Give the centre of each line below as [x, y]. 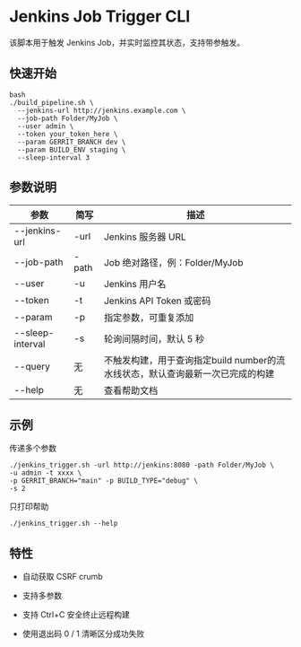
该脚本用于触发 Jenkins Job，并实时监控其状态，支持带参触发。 [127, 42]
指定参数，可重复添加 [149, 318]
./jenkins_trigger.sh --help [64, 524]
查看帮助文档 [131, 390]
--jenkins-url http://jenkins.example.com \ [102, 110]
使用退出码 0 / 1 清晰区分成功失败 [83, 634]
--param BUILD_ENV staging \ [72, 150]
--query [32, 366]
